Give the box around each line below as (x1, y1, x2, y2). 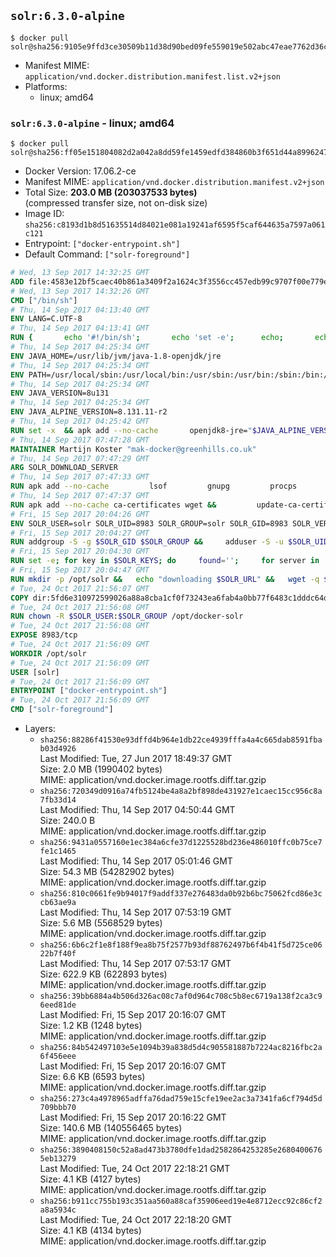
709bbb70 (39, 1103, 77, 1113)
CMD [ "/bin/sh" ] (10, 295, 78, 305)
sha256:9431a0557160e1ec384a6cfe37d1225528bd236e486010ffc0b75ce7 (39, 838, 323, 848)
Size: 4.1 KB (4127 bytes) (39, 1173, 142, 1185)
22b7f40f (39, 949, 77, 959)
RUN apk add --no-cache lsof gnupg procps (10, 481, 298, 492)
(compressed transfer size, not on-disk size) (24, 197, 208, 209)
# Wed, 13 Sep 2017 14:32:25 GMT (10, 268, 150, 278)
